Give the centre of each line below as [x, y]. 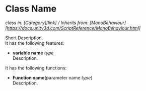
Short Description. [24, 38]
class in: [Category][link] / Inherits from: [47, 23]
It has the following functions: [36, 68]
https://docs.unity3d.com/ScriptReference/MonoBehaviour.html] [74, 28]
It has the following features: [35, 43]
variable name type [33, 53]
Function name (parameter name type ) [52, 77]
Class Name [31, 9]
